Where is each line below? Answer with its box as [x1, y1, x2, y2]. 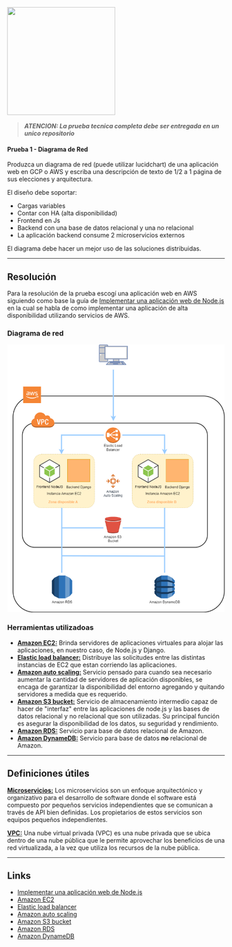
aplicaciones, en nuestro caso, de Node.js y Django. [17, 645, 166, 654]
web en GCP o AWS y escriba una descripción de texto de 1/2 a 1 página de [7, 168, 222, 176]
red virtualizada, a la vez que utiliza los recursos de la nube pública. [7, 843, 200, 852]
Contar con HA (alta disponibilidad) [17, 209, 117, 217]
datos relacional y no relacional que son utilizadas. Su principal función [17, 712, 220, 720]
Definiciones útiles [7, 768, 90, 779]
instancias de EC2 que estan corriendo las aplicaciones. [17, 661, 177, 669]
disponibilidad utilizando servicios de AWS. [7, 311, 130, 320]
